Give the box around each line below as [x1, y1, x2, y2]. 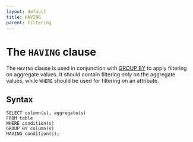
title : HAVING [6, 14, 42, 20]
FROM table [6, 115, 33, 121]
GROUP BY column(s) [6, 125, 55, 132]
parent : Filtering [6, 20, 52, 25]
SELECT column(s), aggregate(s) [6, 110, 86, 116]
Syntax [6, 94, 33, 104]
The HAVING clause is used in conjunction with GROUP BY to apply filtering [6, 64, 187, 72]
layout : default [6, 8, 46, 15]
